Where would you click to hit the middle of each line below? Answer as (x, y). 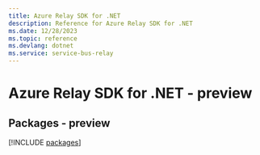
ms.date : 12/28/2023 (43, 31)
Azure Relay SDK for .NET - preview (130, 93)
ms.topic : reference (43, 38)
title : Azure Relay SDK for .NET (65, 16)
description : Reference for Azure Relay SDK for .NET (101, 23)
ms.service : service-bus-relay (61, 53)
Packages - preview (59, 123)
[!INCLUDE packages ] (45, 142)
